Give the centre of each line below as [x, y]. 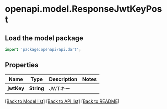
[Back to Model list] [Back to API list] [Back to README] [62, 101]
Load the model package [44, 38]
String [37, 88]
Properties [22, 65]
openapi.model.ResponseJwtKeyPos [84, 9]
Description [63, 79]
